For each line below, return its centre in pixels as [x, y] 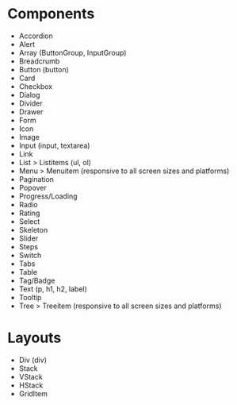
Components [51, 14]
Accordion [36, 36]
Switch [30, 255]
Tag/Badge [37, 280]
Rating [29, 213]
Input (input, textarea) [54, 145]
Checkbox [36, 86]
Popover [32, 187]
